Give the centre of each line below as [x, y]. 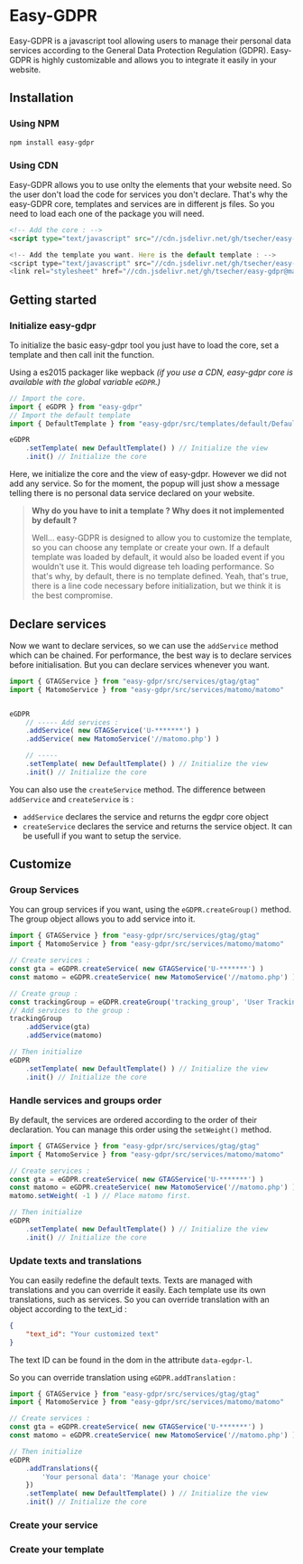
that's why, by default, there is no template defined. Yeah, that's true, [160, 576]
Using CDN [34, 165]
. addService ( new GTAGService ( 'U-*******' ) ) [113, 731]
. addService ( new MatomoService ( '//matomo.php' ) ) [123, 739]
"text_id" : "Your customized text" [92, 1334]
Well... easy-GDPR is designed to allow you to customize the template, [162, 538]
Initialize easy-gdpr [53, 325]
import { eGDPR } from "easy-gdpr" [76, 407]
